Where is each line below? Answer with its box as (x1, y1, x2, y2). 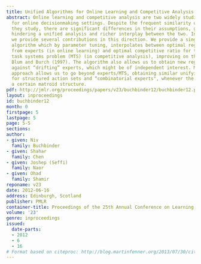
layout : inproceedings (6, 92, 63, 98)
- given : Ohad (6, 170, 42, 177)
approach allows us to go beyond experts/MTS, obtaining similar (11, 70, 178, 76)
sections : (6, 126, 31, 132)
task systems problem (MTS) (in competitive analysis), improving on (11, 53, 188, 59)
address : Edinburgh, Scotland (6, 193, 82, 199)
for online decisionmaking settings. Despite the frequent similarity (11, 20, 191, 26)
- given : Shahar (6, 148, 47, 154)
